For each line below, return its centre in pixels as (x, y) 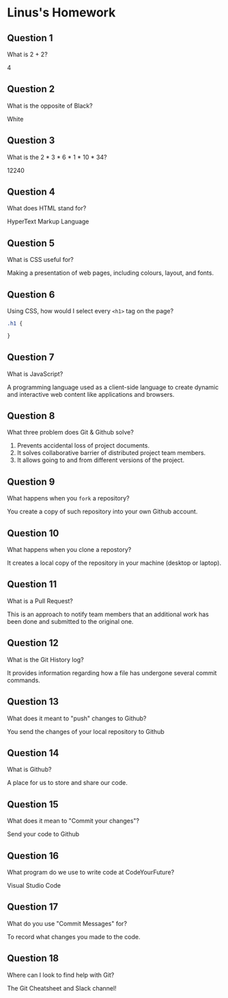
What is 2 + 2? (27, 54)
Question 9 (31, 482)
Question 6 (31, 294)
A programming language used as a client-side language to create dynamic (113, 387)
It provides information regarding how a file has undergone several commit (112, 672)
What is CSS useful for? (40, 260)
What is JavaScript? (35, 374)
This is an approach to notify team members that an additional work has (108, 614)
